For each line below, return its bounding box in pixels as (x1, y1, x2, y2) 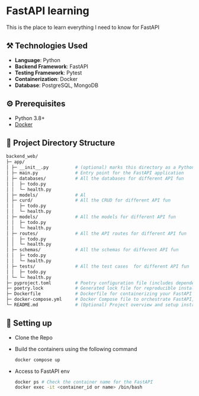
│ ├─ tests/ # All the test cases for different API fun (6, 263, 190, 270)
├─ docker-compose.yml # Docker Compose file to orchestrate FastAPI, (6, 297, 195, 303)
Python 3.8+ (14, 114, 46, 122)
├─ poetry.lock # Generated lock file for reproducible (6, 285, 176, 291)
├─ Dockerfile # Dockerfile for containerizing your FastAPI (6, 291, 192, 297)
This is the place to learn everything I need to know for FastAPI (6, 24, 160, 31)
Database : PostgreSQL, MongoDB (14, 82, 99, 89)
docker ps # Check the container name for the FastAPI (14, 379, 153, 385)
